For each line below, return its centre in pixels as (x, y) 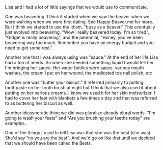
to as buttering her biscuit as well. (39, 103)
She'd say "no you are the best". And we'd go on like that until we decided (80, 138)
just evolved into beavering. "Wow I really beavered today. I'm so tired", (77, 32)
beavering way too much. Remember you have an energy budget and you (79, 43)
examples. (15, 123)
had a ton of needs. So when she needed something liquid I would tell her (79, 62)
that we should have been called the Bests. (49, 143)
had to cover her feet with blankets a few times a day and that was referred (81, 98)
